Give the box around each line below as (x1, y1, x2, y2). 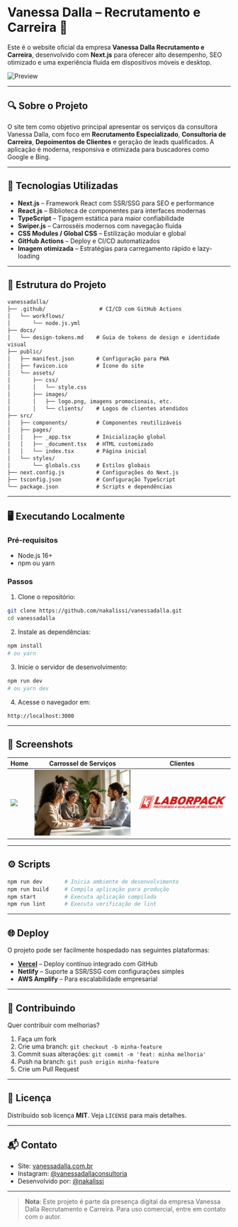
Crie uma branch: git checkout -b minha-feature (17, 1042, 163, 1051)
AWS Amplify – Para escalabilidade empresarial (17, 975, 158, 983)
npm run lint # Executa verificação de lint (7, 901, 157, 908)
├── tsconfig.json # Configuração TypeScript (7, 476, 176, 483)
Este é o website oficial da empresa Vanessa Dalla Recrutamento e (7, 43, 205, 51)
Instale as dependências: (17, 628, 91, 636)
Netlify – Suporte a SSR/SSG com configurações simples (17, 968, 185, 976)
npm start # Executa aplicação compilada (7, 893, 157, 900)
